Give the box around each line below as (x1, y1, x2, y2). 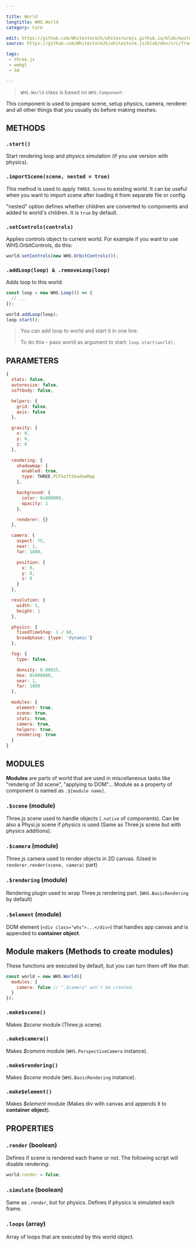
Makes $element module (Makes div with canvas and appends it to (6, 1100, 167, 1107)
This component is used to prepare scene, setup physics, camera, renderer (6, 100, 187, 107)
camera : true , (16, 721, 51, 727)
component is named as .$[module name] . (6, 787, 106, 794)
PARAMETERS (6, 355, 59, 366)
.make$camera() (6, 1035, 50, 1042)
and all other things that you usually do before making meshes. (6, 106, 157, 113)
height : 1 (16, 608, 41, 614)
